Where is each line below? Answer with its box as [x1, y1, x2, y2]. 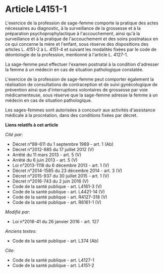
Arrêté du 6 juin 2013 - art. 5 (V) [12, 157, 78, 163]
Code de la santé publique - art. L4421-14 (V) [12, 188, 105, 194]
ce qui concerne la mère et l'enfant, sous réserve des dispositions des [5, 41, 149, 47]
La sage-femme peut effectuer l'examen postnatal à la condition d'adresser [5, 61, 160, 67]
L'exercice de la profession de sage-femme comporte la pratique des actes [5, 20, 159, 26]
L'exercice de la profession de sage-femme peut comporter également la [5, 76, 154, 82]
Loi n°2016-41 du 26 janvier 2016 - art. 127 [12, 218, 99, 224]
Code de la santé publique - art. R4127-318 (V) [12, 194, 108, 200]
